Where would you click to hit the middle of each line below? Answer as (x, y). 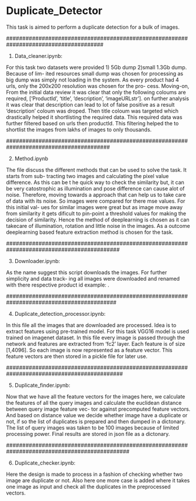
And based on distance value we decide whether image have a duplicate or (97, 415)
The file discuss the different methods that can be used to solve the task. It (97, 170)
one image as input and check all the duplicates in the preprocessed (88, 486)
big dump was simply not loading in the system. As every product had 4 (93, 80)
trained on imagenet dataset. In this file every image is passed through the (96, 338)
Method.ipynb (31, 158)
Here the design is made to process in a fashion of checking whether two (94, 474)
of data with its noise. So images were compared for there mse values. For (96, 201)
